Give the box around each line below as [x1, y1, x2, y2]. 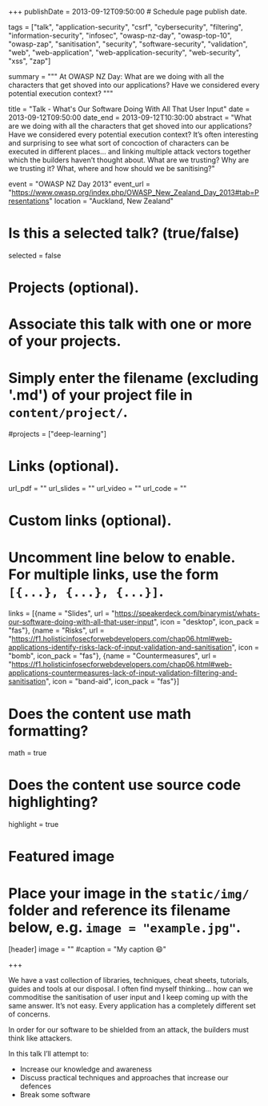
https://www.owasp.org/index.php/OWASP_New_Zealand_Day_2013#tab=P [11, 188, 260, 197]
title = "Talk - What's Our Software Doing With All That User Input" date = [8, 104, 250, 114]
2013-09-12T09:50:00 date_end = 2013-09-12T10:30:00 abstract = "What [8, 113, 252, 122]
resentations [8, 196, 50, 206]
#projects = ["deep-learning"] [8, 429, 106, 439]
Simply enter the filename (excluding [8, 369, 259, 387]
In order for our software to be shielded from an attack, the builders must [8, 1025, 250, 1035]
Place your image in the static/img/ [8, 884, 250, 902]
